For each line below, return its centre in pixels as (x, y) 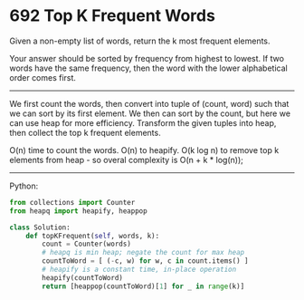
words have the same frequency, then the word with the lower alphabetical (148, 68)
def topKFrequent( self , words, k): (93, 236)
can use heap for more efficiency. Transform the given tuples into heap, (143, 122)
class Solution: (40, 227)
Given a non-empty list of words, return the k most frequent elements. (140, 41)
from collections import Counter (72, 202)
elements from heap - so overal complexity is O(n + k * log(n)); (127, 160)
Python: (24, 186)
